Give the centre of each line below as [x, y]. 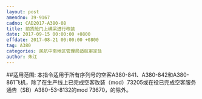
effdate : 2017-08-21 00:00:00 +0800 [52, 40]
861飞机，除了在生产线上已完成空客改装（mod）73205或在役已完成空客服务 [101, 82]
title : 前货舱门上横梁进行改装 [41, 29]
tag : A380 [19, 46]
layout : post [23, 12]
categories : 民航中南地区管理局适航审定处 [54, 51]
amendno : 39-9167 [28, 18]
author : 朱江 [22, 57]
